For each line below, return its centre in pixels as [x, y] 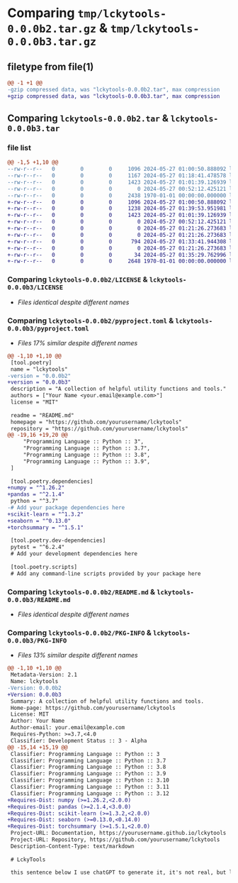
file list [19, 148]
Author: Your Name [38, 721]
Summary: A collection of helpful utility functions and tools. [107, 701]
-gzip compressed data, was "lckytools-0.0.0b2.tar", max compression [114, 89]
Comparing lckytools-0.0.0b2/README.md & [81, 592]
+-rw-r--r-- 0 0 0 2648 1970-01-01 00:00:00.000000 [117, 261]
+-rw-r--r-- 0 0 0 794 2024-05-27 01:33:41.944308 [117, 241]
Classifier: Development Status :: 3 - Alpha [79, 740]
